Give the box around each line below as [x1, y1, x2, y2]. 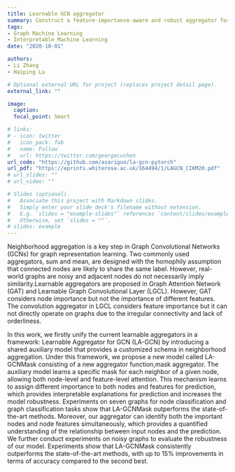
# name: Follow [7, 145, 58, 153]
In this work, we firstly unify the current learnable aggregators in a [7, 331, 198, 339]
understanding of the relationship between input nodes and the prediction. [7, 427, 222, 436]
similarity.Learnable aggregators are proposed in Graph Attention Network [7, 279, 222, 288]
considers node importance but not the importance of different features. [7, 295, 215, 303]
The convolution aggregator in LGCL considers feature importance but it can [7, 302, 227, 310]
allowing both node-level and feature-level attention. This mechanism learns [7, 375, 227, 384]
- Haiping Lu [7, 68, 45, 76]
